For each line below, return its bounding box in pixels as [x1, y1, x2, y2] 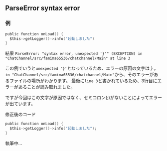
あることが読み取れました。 [18, 84, 75, 90]
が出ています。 [5, 101, 36, 107]
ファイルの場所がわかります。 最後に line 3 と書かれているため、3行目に [9, 78, 158, 84]
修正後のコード [5, 112, 36, 118]
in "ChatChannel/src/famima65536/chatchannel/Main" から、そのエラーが [5, 72, 154, 78]
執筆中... [5, 140, 22, 146]
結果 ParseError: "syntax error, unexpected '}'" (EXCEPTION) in [5, 50, 143, 56]
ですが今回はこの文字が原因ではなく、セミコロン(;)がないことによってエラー [5, 95, 163, 101]
